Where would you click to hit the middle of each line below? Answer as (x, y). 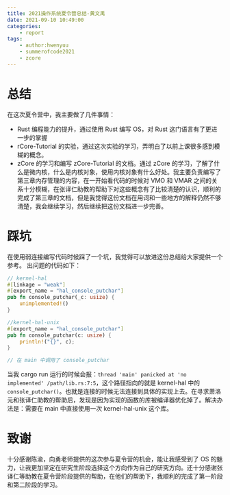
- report (32, 33)
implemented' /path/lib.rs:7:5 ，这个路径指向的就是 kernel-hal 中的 (104, 383)
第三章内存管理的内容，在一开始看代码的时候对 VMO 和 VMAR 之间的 (114, 180)
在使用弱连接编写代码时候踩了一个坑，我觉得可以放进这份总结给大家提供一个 (115, 256)
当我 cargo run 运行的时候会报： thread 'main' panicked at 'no (97, 374)
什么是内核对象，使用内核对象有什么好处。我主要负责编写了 (137, 171)
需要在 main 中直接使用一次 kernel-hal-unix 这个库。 (99, 409)
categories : (24, 26)
